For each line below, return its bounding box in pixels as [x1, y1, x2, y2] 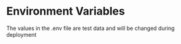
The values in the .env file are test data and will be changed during [6, 24, 175, 32]
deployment [6, 31, 37, 38]
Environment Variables [6, 4, 125, 18]
